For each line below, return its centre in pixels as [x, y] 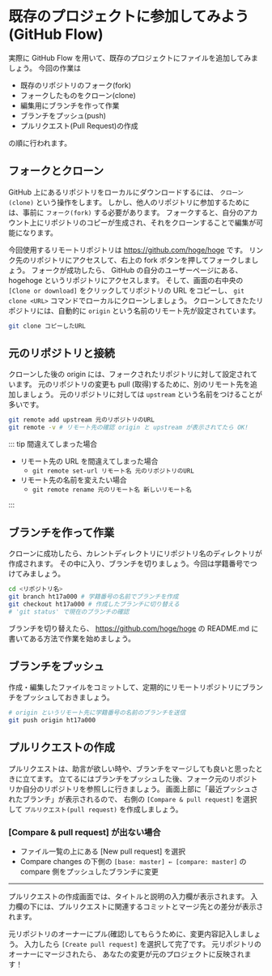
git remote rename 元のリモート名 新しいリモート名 [112, 490]
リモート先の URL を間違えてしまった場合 [89, 461]
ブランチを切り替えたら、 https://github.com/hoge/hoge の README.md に [134, 628]
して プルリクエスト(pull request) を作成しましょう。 [96, 809]
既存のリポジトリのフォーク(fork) [76, 85]
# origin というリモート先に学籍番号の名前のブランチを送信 [97, 713]
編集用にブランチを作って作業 [70, 105]
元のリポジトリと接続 [62, 353]
